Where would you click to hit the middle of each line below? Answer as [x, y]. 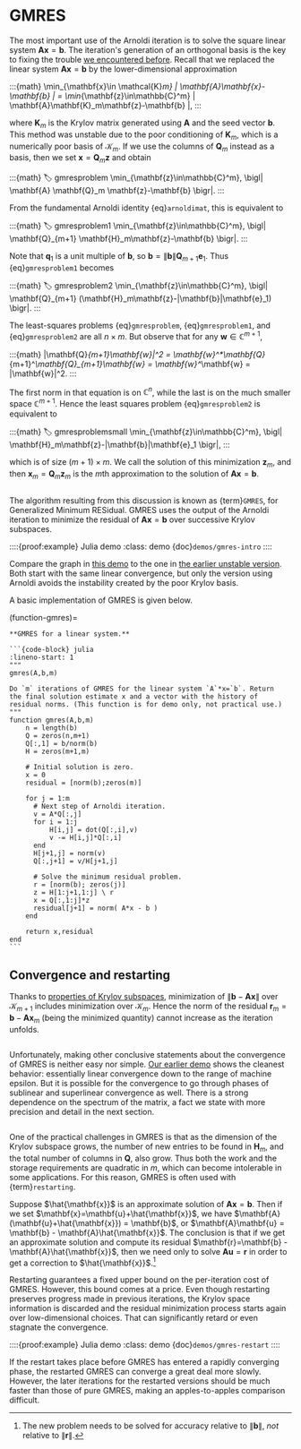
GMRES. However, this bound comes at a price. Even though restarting [140, 1290]
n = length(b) [52, 728]
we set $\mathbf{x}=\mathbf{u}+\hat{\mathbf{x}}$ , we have [121, 1213]
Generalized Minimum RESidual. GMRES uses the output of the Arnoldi [139, 510]
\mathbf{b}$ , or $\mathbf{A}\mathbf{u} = [207, 1222]
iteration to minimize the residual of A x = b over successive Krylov [132, 519]
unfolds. [25, 1029]
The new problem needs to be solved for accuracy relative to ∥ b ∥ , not [150, 1426]
